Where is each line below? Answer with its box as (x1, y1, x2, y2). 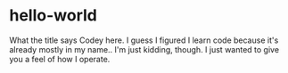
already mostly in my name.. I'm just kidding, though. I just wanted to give (9, 44, 279, 54)
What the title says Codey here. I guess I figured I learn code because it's (9, 35, 279, 45)
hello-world (9, 5, 98, 26)
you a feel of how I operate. (9, 53, 111, 64)
